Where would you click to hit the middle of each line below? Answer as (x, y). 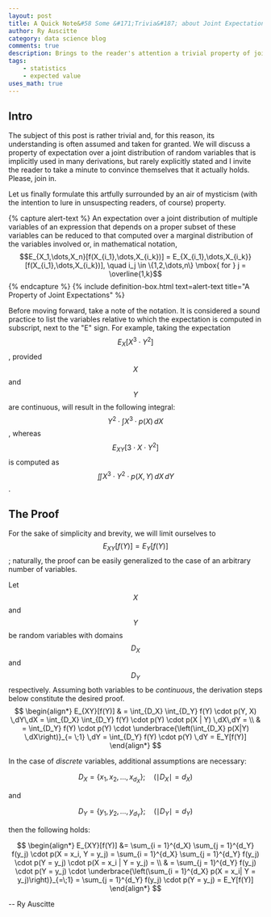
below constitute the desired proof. (67, 698)
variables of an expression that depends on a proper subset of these (122, 227)
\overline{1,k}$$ (135, 274)
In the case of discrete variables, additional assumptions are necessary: (128, 761)
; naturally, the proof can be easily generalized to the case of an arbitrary (130, 561)
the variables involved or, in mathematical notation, (93, 244)
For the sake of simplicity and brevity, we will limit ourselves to (112, 533)
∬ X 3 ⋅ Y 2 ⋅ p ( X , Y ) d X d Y (135, 475)
